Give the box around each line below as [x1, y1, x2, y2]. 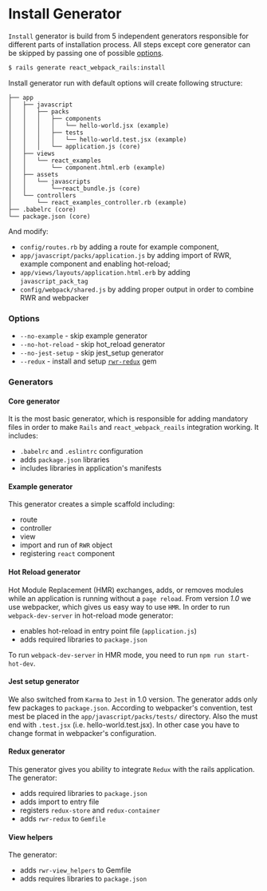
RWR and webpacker [19, 292, 89, 302]
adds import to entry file [19, 797, 100, 807]
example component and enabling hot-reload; [19, 259, 171, 268]
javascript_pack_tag [19, 277, 88, 285]
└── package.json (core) [8, 213, 91, 221]
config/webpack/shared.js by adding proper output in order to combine [19, 284, 254, 294]
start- [227, 651, 249, 659]
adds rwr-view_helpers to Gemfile [19, 865, 132, 875]
